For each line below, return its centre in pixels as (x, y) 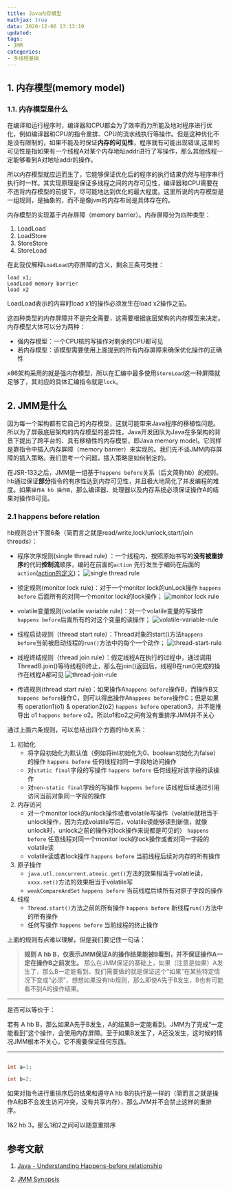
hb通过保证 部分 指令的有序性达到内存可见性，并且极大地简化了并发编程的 (110, 481)
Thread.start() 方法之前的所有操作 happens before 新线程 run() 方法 (122, 907)
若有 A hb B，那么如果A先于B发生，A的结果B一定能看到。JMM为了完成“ (109, 1024)
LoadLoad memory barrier (43, 284)
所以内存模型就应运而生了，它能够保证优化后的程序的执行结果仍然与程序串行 (115, 174)
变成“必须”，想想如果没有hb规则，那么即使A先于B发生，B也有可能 (130, 980)
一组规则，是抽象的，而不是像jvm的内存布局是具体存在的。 (90, 200)
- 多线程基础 (23, 59)
